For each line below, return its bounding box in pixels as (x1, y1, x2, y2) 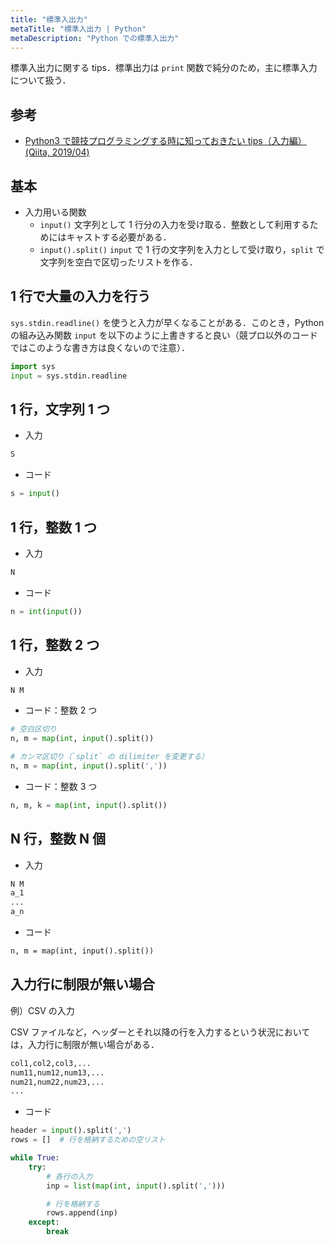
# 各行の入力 (46, 1171, 93, 1181)
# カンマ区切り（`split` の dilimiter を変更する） (10, 752, 209, 762)
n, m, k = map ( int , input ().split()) (10, 800, 168, 810)
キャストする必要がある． (66, 231, 172, 243)
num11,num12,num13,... (10, 1067, 105, 1078)
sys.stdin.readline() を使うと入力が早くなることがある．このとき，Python (10, 316, 325, 328)
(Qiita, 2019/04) (24, 146, 90, 158)
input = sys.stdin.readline (10, 371, 128, 381)
